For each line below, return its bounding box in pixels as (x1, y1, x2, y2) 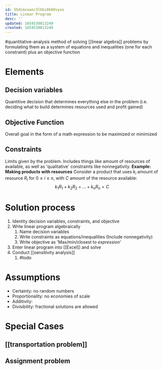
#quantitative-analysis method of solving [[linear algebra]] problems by (5, 39, 149, 45)
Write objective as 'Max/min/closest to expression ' (19, 239, 122, 245)
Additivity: (12, 299, 33, 304)
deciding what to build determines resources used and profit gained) (5, 104, 143, 110)
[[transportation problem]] (5, 340, 87, 348)
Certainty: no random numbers (12, 288, 74, 294)
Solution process (5, 202, 76, 213)
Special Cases (5, 321, 64, 332)
